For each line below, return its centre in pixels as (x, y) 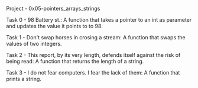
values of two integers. (34, 44)
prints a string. (24, 79)
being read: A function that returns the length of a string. (75, 61)
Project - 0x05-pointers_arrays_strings (53, 9)
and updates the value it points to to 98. (55, 26)
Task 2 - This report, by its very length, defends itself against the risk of (93, 55)
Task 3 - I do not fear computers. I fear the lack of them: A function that (93, 72)
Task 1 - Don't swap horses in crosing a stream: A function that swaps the (96, 37)
